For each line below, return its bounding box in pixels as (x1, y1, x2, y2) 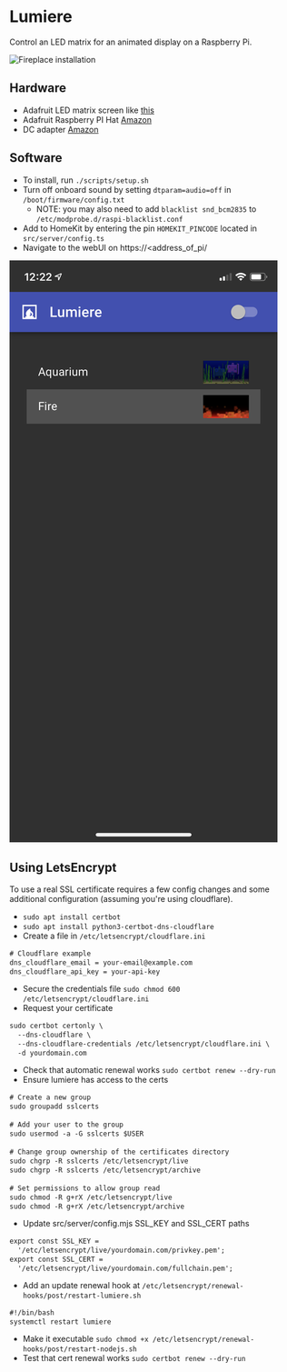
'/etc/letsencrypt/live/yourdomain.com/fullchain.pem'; (17, 1264, 233, 1274)
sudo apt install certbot (22, 913, 121, 922)
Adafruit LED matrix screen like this (22, 105, 154, 115)
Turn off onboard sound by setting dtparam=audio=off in (22, 184, 232, 195)
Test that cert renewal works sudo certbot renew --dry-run (22, 1353, 246, 1364)
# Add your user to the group (9, 1120, 124, 1129)
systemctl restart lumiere (9, 1317, 112, 1327)
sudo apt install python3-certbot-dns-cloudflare (22, 923, 215, 932)
